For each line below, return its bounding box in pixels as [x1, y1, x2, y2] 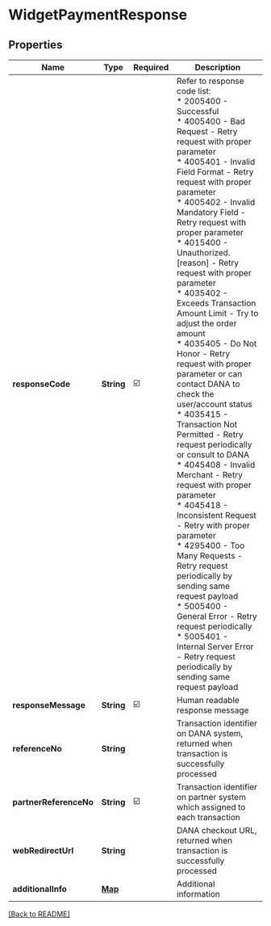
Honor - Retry [176, 348, 231, 359]
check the [176, 389, 215, 399]
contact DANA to [176, 378, 240, 389]
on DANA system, [176, 728, 244, 739]
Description [194, 62, 241, 73]
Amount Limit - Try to [176, 308, 259, 318]
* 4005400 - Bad [176, 116, 246, 127]
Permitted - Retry [176, 429, 244, 440]
